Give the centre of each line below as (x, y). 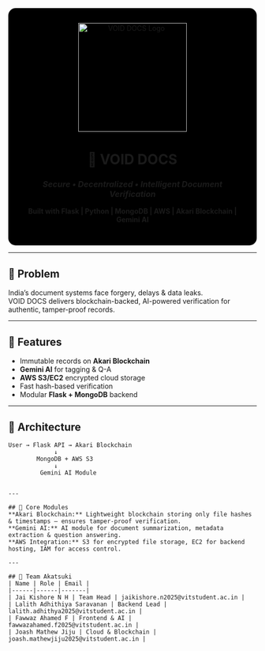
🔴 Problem (34, 273)
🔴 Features (35, 342)
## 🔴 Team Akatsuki (40, 577)
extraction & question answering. (65, 535)
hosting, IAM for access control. (65, 549)
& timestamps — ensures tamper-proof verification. (95, 521)
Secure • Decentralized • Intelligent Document (132, 184)
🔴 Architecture (45, 427)
